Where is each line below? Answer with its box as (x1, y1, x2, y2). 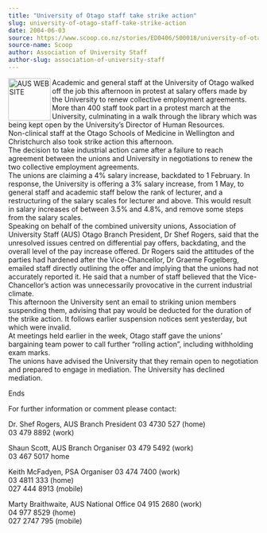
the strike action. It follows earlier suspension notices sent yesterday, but (8, 314, 248, 323)
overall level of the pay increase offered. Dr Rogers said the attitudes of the (8, 246, 254, 256)
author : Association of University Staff (8, 48, 148, 56)
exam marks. (8, 347, 51, 357)
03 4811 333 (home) (8, 475, 74, 485)
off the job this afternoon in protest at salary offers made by (52, 86, 248, 95)
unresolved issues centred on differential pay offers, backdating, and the (8, 238, 246, 247)
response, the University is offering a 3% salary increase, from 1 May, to (8, 179, 245, 188)
